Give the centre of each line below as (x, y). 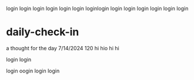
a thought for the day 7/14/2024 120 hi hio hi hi (63, 48)
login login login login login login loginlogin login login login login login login (97, 8)
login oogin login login (33, 71)
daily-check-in (43, 32)
